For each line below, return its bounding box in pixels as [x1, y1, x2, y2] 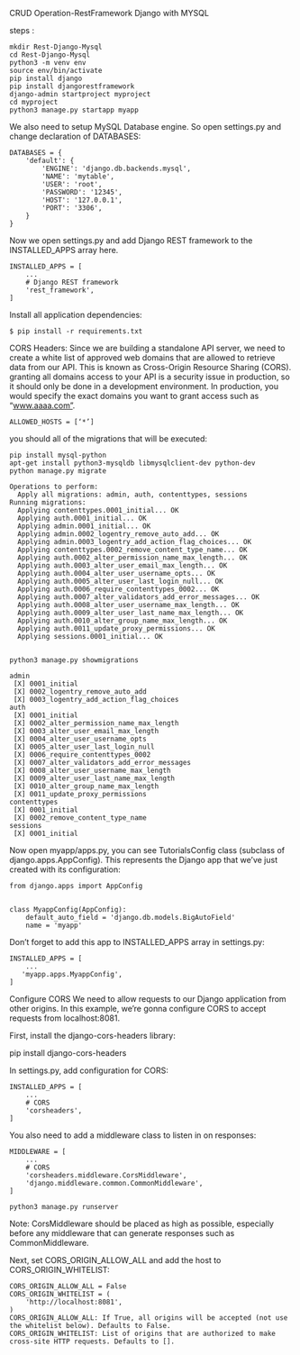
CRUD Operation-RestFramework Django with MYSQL [9, 8, 210, 18]
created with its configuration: [9, 864, 122, 875]
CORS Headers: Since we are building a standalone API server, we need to [9, 342, 286, 353]
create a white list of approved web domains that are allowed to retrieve [9, 352, 276, 363]
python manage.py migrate [9, 467, 106, 476]
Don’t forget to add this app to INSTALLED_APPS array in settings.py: [9, 937, 265, 947]
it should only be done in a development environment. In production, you [9, 381, 279, 391]
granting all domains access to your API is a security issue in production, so [9, 371, 290, 382]
